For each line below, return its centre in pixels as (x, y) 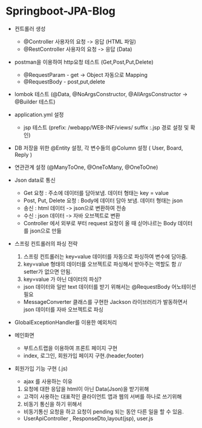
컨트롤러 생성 (30, 28)
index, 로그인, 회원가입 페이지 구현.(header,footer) (83, 355)
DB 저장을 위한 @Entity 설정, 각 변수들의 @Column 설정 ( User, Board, (99, 148)
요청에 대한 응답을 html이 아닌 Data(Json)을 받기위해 (86, 389)
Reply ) (23, 154)
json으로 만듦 (46, 231)
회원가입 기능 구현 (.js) (41, 368)
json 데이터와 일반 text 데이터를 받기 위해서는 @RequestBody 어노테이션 (110, 286)
